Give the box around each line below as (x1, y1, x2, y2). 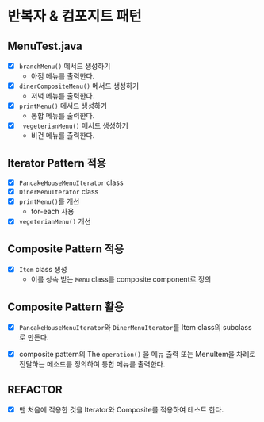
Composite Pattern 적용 (7, 242, 124, 255)
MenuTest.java (7, 39, 82, 52)
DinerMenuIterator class (18, 187, 99, 197)
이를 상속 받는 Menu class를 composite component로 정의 (30, 274, 212, 284)
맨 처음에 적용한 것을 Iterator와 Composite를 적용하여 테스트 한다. (18, 405, 224, 414)
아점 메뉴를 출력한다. (30, 71, 95, 81)
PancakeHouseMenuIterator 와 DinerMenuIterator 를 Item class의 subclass (18, 323, 252, 332)
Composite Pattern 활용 (7, 300, 124, 313)
